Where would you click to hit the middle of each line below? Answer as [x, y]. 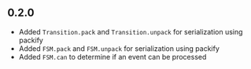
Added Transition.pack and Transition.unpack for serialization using [131, 31]
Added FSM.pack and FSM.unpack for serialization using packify [119, 48]
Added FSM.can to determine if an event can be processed [113, 56]
